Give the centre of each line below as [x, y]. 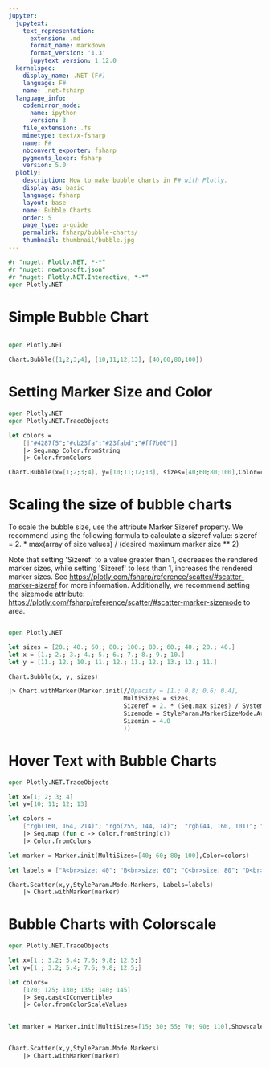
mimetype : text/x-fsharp [64, 135]
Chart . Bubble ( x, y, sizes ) [53, 676]
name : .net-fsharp [53, 90]
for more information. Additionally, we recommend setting [155, 585]
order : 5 [37, 218]
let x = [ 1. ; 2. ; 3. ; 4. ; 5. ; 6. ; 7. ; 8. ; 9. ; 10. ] [97, 655]
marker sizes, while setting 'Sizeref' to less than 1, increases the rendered [130, 569]
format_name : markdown [67, 46]
